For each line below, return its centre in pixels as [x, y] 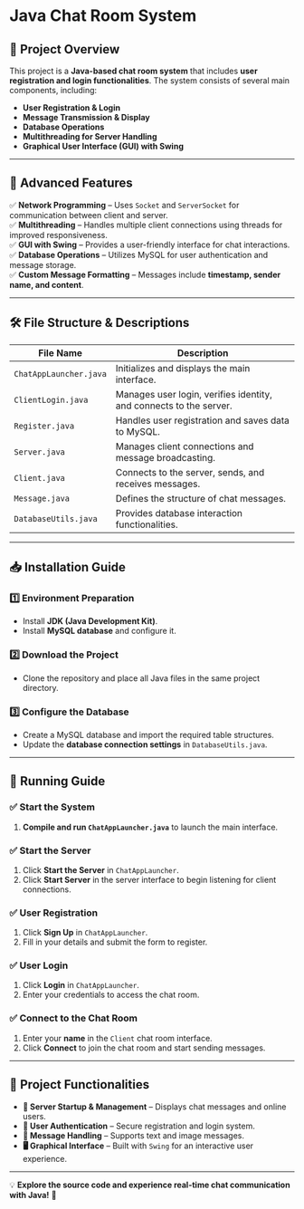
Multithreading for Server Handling [90, 136]
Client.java [40, 478]
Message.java [42, 498]
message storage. [43, 264]
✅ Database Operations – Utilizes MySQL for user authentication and [139, 254]
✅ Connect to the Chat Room [74, 1018]
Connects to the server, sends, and [190, 472]
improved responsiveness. [59, 235]
